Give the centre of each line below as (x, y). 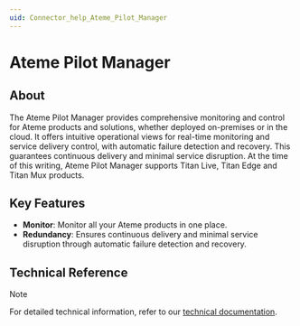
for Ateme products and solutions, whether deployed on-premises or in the (149, 126)
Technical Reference (69, 272)
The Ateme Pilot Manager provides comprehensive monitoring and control (147, 117)
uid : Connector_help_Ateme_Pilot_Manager (89, 18)
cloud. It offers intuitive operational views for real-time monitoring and (140, 136)
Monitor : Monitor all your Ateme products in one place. (125, 225)
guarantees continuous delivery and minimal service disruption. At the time (149, 155)
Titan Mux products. (47, 175)
